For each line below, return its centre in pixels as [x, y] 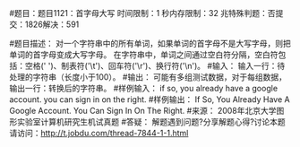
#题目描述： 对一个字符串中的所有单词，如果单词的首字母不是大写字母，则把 [150, 43]
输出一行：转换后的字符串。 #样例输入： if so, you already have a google [144, 88]
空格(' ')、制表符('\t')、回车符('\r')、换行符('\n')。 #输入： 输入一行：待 [155, 66]
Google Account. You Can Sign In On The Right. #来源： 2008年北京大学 [143, 111]
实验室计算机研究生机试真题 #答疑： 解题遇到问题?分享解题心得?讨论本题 [151, 122]
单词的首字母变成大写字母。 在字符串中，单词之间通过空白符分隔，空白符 [144, 55]
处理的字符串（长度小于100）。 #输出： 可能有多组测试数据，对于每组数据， [148, 77]
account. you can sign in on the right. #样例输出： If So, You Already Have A [150, 99]
